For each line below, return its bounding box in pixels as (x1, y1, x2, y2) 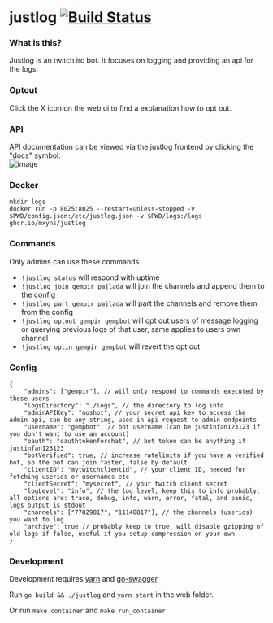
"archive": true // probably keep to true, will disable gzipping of (24, 522, 265, 530)
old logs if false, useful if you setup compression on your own (9, 529, 235, 538)
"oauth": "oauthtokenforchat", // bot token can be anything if (24, 437, 246, 445)
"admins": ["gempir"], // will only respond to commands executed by (24, 387, 265, 395)
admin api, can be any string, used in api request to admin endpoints (9, 416, 257, 424)
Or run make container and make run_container (9, 606, 166, 616)
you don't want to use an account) (9, 429, 130, 438)
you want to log (9, 515, 64, 524)
